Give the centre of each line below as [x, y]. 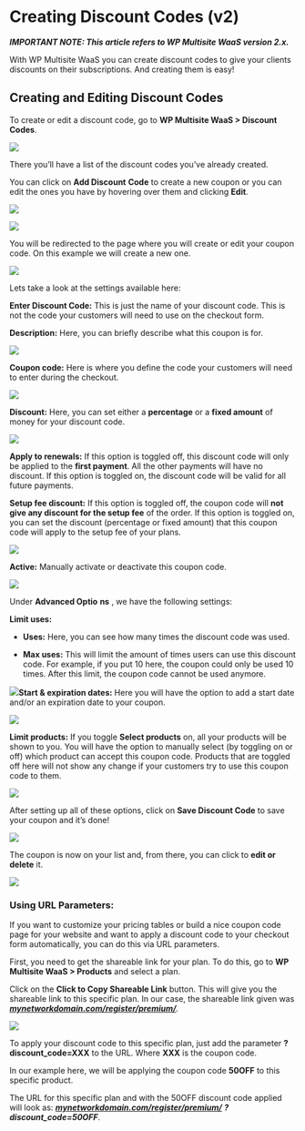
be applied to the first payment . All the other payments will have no [137, 465]
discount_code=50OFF [54, 1117]
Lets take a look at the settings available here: [95, 288]
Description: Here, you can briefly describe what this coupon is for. [137, 332]
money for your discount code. [67, 422]
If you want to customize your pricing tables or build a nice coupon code [146, 925]
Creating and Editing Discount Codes [117, 98]
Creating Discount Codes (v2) [124, 17]
